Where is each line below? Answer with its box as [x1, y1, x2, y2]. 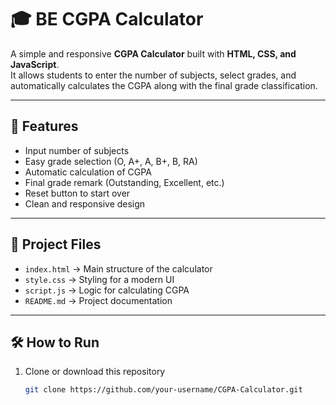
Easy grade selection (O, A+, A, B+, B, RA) [24, 155, 198, 167]
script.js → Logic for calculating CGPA [24, 284, 190, 296]
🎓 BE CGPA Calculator [10, 8, 204, 31]
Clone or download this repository [24, 366, 166, 378]
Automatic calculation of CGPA [24, 166, 152, 178]
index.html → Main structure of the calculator [24, 262, 213, 275]
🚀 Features [10, 118, 79, 135]
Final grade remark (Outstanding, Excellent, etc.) [24, 176, 225, 188]
